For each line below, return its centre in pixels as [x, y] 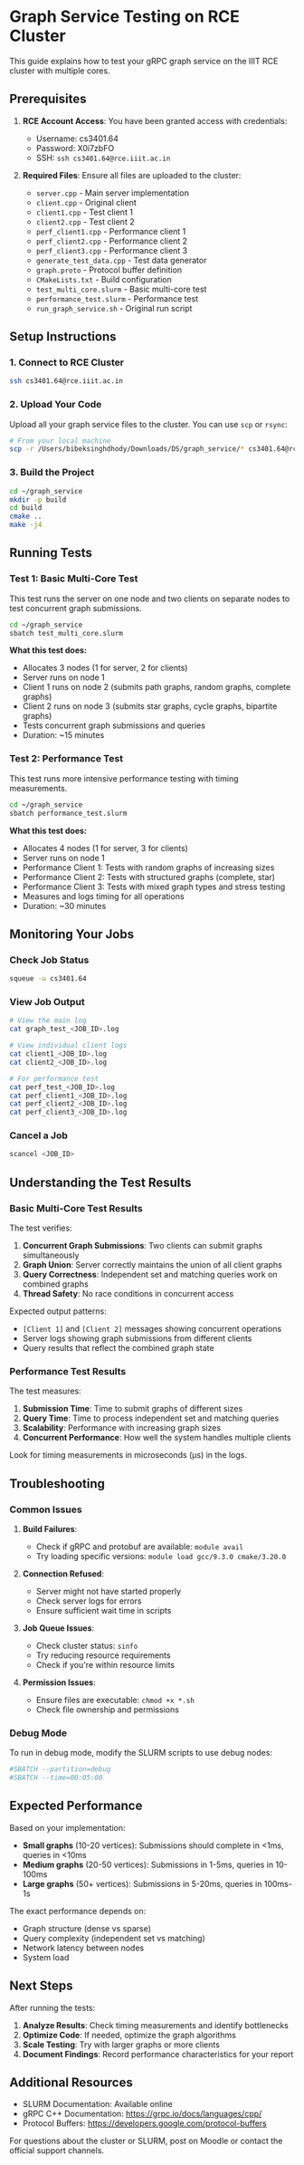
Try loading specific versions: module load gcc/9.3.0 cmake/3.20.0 [161, 1556]
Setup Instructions [63, 337]
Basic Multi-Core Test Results [76, 1208]
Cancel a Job [38, 1135]
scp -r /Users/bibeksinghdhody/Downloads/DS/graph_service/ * [127, 449]
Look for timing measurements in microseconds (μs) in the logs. [128, 1455]
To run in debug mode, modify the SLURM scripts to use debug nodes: [141, 1753]
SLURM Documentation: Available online [98, 2104]
